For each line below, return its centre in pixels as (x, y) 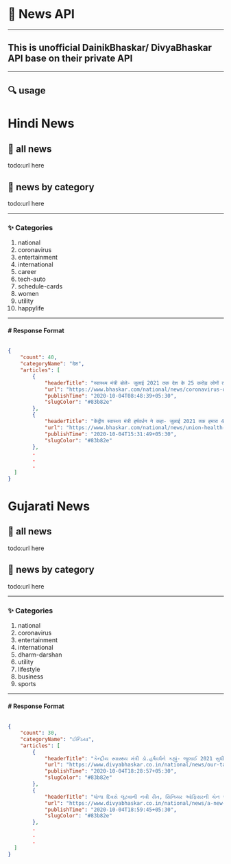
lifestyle (29, 669)
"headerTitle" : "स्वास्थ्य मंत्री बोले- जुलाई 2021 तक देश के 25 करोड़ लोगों (132, 383)
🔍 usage (27, 91)
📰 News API (41, 14)
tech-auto (32, 279)
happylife (31, 308)
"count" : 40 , (39, 357)
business (31, 677)
